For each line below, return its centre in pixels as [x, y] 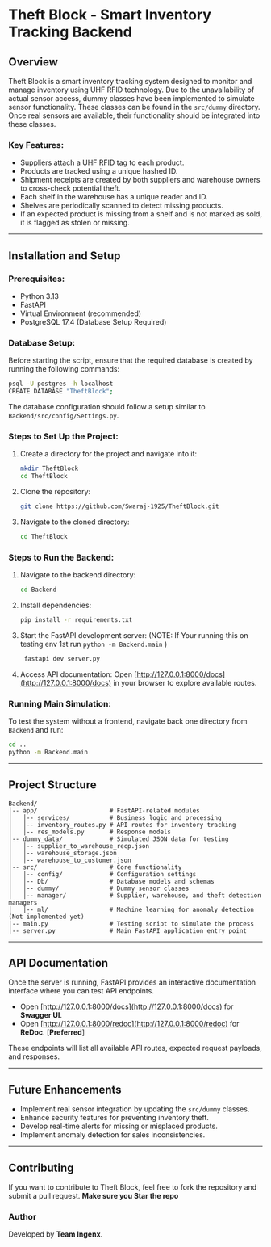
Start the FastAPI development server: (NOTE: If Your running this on [134, 635]
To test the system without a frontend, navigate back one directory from [128, 721]
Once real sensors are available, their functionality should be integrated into [134, 115]
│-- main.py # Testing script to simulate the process [131, 924]
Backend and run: [36, 730]
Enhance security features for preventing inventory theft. [115, 1118]
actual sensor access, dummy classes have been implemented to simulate [132, 98]
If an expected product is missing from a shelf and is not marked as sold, [141, 214]
